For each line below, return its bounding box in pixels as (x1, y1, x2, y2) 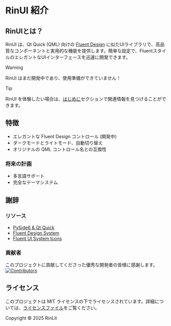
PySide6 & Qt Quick (12, 224, 55, 231)
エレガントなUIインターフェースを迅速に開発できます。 (14, 54, 131, 60)
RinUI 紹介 (5, 5, 49, 16)
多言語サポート (12, 173, 45, 179)
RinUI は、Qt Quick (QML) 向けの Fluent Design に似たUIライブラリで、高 (5, 42, 160, 47)
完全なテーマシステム (12, 179, 58, 185)
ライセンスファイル (23, 304, 64, 311)
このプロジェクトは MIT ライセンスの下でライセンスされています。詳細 (5, 298, 155, 304)
